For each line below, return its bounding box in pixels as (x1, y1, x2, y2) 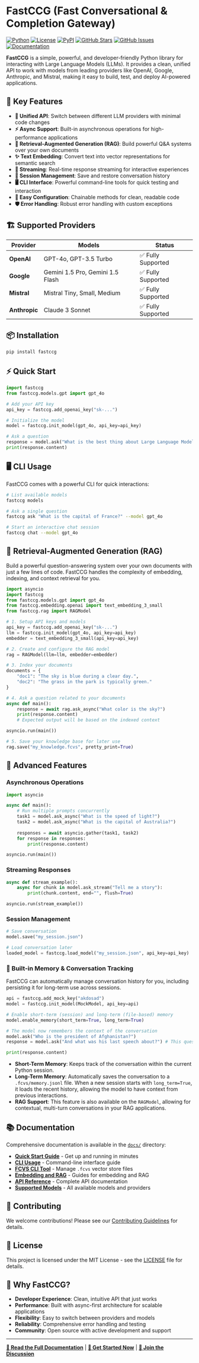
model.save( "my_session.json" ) (6, 934, 84, 940)
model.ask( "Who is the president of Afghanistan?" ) (6, 1033, 136, 1039)
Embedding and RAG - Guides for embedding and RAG (14, 1171, 149, 1179)
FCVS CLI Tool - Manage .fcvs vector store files (14, 1165, 133, 1172)
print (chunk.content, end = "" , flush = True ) (27, 890, 134, 896)
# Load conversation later (6, 945, 73, 951)
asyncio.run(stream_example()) (6, 901, 84, 907)
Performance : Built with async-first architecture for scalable (14, 1302, 163, 1309)
